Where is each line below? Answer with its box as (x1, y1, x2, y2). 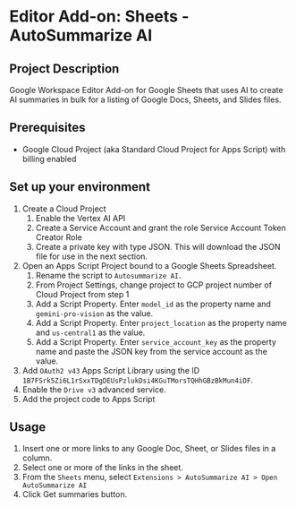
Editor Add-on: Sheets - (9, 6, 190, 27)
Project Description (9, 61, 120, 76)
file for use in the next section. (35, 251, 148, 262)
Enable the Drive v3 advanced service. (21, 383, 167, 395)
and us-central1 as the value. (35, 327, 146, 338)
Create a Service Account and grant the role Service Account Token (35, 222, 286, 233)
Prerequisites (9, 120, 86, 135)
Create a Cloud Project (21, 203, 106, 214)
